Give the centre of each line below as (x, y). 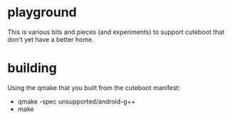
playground (42, 12)
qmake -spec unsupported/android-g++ (77, 101)
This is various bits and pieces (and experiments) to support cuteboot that (116, 32)
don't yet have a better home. (51, 39)
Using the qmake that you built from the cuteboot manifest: (94, 87)
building (32, 68)
